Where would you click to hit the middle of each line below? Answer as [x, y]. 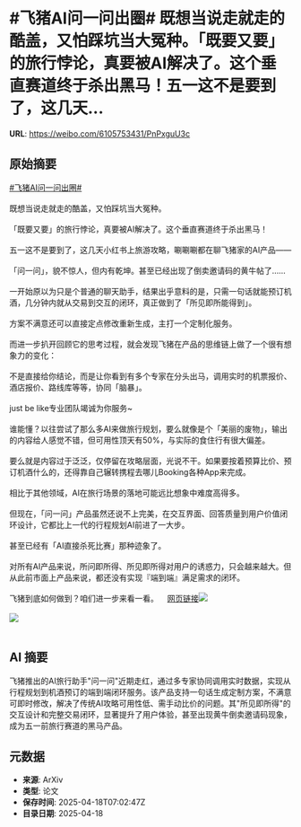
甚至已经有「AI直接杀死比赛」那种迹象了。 [88, 545]
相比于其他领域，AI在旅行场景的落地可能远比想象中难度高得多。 [127, 493]
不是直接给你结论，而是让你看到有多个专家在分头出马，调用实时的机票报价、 [150, 376]
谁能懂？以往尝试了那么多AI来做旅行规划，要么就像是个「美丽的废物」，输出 [149, 428]
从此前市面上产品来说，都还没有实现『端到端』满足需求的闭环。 [127, 577]
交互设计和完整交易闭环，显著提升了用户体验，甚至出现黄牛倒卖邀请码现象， [150, 714]
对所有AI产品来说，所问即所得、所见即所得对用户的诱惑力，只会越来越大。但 [150, 566]
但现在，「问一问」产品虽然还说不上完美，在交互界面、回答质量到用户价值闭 [149, 514]
